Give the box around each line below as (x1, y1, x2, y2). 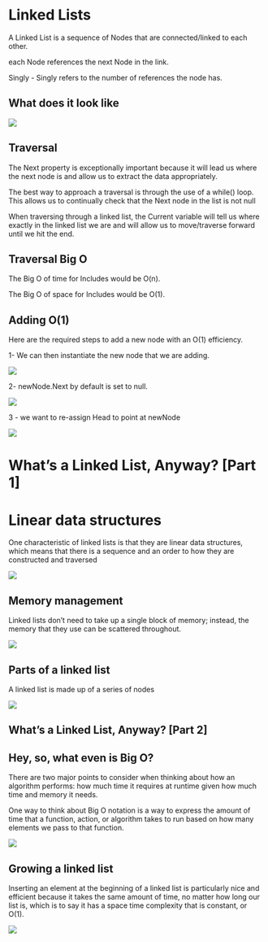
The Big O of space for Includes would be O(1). (8, 290, 165, 299)
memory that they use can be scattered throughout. (8, 624, 181, 634)
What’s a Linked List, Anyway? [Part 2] (8, 723, 208, 737)
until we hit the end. (8, 229, 75, 238)
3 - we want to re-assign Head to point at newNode (8, 412, 181, 422)
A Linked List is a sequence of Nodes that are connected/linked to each (8, 33, 248, 42)
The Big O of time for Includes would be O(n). (8, 274, 161, 284)
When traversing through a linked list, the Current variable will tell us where (8, 212, 260, 221)
